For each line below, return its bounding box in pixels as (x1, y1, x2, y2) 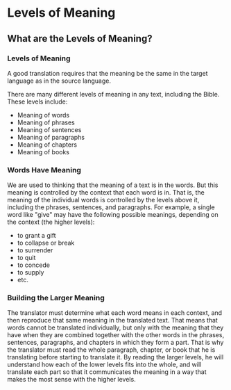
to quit (17, 254, 36, 262)
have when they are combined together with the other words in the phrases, (7, 331, 224, 339)
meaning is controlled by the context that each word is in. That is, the (7, 188, 205, 197)
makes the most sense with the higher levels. (7, 375, 137, 384)
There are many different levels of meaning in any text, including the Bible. (7, 90, 220, 98)
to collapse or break (17, 238, 75, 247)
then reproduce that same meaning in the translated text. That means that (7, 316, 219, 325)
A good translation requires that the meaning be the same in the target (7, 69, 208, 77)
